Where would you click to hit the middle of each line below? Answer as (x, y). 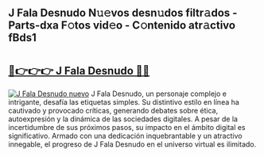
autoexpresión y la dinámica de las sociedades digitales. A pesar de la (123, 119)
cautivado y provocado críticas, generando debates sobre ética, (113, 111)
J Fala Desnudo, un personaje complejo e (159, 94)
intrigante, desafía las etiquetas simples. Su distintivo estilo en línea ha (124, 102)
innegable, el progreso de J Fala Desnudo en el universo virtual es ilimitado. (132, 144)
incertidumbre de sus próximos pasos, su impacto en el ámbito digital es (127, 127)
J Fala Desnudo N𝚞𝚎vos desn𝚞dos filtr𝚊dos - (123, 13)
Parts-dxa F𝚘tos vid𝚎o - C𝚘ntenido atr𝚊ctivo (122, 26)
